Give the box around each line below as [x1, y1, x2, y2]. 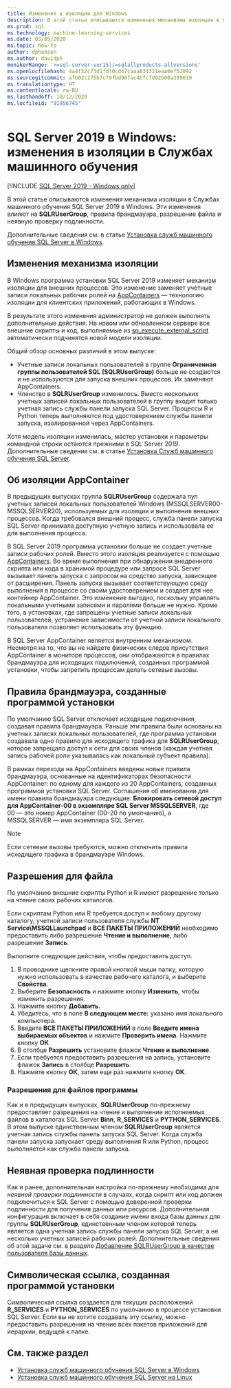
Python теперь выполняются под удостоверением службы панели [16, 411, 212, 419]
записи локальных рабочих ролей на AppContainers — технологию [7, 290, 204, 299]
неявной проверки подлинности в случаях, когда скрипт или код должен [7, 1191, 223, 1199]
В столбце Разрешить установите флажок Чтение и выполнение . [16, 1046, 211, 1054]
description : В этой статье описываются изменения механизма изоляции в [7, 17, 220, 23]
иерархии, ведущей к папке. [7, 1327, 91, 1336]
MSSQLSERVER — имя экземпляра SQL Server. [7, 816, 145, 824]
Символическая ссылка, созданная [7, 1269, 170, 1280]
